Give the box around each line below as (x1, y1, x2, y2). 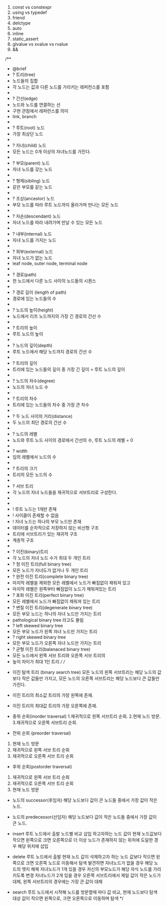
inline (12, 31, 24, 36)
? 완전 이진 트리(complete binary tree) (12, 574, 88, 579)
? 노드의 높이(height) (12, 307, 54, 313)
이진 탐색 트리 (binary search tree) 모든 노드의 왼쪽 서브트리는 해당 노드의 (12, 669, 157, 675)
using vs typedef (12, 9, 47, 15)
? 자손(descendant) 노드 (12, 213, 61, 219)
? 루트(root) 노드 (12, 125, 45, 131)
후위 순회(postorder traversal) (12, 764, 72, 769)
